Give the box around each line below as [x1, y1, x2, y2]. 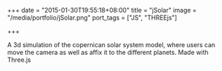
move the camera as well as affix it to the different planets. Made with [7, 49, 209, 56]
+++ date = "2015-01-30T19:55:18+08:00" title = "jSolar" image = [7, 6, 197, 14]
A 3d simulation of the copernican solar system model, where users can [7, 41, 216, 49]
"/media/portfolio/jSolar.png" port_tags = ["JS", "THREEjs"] [7, 13, 178, 22]
